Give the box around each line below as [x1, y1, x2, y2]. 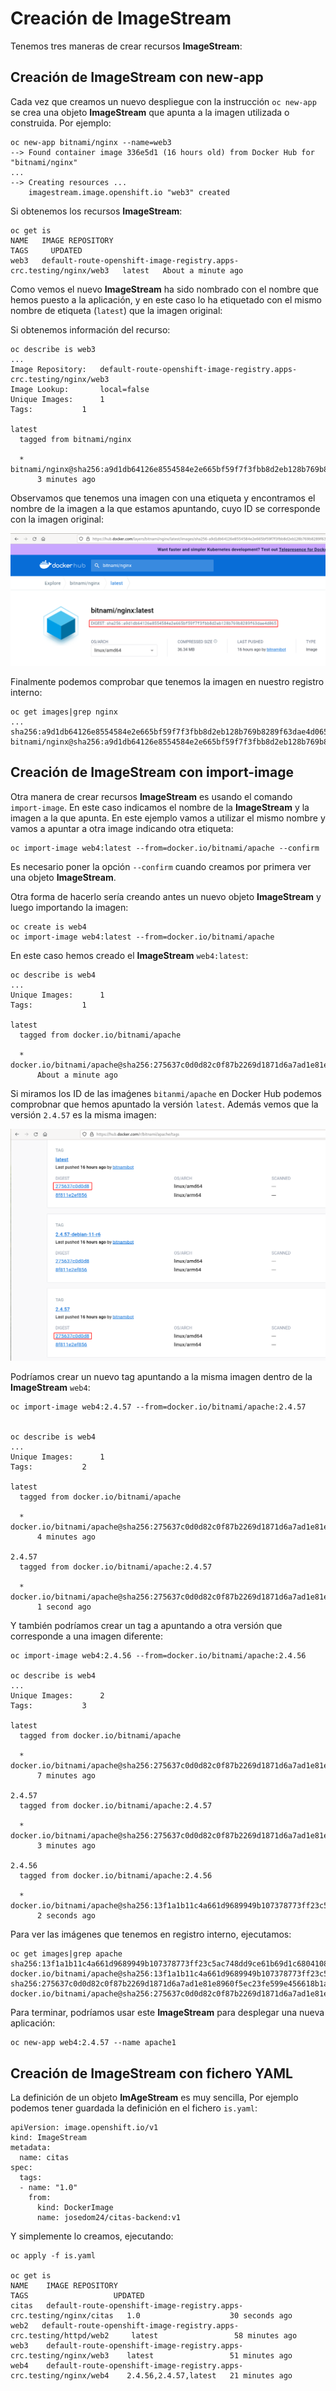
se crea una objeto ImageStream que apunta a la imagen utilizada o [10, 106, 290, 118]
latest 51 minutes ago [126, 2351, 293, 2361]
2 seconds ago [36, 1911, 97, 1921]
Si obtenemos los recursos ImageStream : [10, 205, 183, 217]
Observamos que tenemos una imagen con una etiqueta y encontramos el [10, 492, 316, 504]
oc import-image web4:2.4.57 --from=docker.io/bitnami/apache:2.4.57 [10, 1402, 307, 1412]
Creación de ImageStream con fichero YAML [10, 2065, 293, 2082]
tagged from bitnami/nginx [19, 434, 132, 444]
